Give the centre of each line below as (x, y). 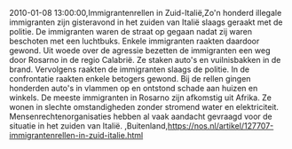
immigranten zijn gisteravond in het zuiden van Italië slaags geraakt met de (146, 22)
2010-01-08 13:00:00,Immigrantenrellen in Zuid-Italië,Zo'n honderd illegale (146, 13)
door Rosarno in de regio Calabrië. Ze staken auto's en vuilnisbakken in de (145, 60)
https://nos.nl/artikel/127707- (221, 126)
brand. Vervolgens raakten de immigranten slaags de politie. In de (130, 69)
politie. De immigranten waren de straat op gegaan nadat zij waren (131, 31)
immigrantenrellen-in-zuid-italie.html (76, 135)
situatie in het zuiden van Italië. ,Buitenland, (89, 126)
